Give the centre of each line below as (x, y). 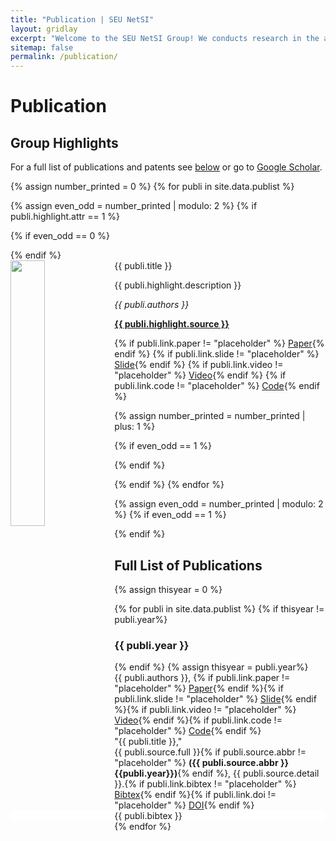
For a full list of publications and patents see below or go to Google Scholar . (166, 167)
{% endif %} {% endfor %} (169, 485)
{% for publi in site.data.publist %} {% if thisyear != (219, 608)
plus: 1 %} (135, 427)
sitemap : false (42, 47)
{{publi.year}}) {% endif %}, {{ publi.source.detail (217, 773)
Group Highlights (64, 142)
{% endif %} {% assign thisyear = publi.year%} (211, 667)
